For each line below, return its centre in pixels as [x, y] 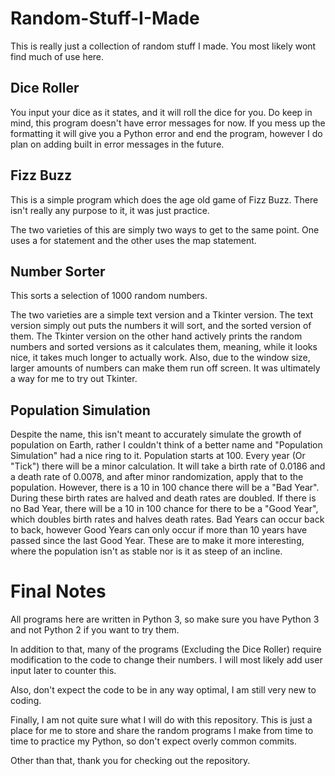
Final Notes [58, 591]
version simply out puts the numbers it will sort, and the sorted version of [161, 326]
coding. [26, 701]
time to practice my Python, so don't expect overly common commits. [154, 741]
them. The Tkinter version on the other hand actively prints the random [156, 336]
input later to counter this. [63, 671]
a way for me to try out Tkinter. [74, 379]
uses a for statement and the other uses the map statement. [133, 240]
